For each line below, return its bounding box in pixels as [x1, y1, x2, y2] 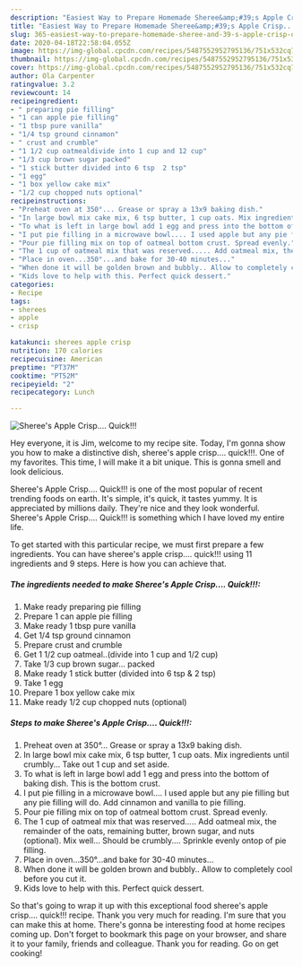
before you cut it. [22, 874, 87, 884]
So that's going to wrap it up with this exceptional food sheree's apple [10, 901, 268, 911]
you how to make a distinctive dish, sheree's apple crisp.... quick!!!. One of [10, 448, 285, 458]
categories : [10, 280, 55, 289]
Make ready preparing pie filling [22, 602, 142, 613]
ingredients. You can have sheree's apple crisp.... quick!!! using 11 [10, 549, 253, 560]
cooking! [10, 948, 43, 959]
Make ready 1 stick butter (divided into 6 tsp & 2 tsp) [22, 668, 216, 679]
